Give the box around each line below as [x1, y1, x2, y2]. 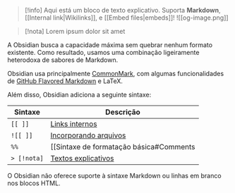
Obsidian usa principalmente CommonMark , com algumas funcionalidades [7, 70, 224, 77]
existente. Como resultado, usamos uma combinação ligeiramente [7, 49, 200, 56]
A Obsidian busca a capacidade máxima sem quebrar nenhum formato [7, 41, 213, 49]
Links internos [50, 119, 97, 129]
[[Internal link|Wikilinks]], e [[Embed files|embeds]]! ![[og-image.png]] [24, 13, 229, 22]
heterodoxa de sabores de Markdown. [7, 56, 119, 64]
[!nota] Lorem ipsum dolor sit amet [24, 27, 126, 35]
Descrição [105, 107, 141, 117]
